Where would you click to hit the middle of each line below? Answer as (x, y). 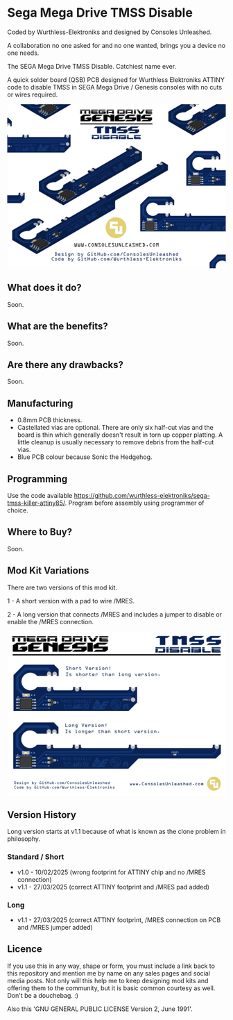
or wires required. (33, 94)
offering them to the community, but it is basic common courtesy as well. (111, 988)
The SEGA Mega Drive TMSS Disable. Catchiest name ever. (92, 66)
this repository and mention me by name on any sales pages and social (109, 973)
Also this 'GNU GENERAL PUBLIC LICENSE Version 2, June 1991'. (100, 1009)
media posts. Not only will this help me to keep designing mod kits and (108, 980)
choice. (18, 510)
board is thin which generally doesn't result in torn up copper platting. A (120, 435)
